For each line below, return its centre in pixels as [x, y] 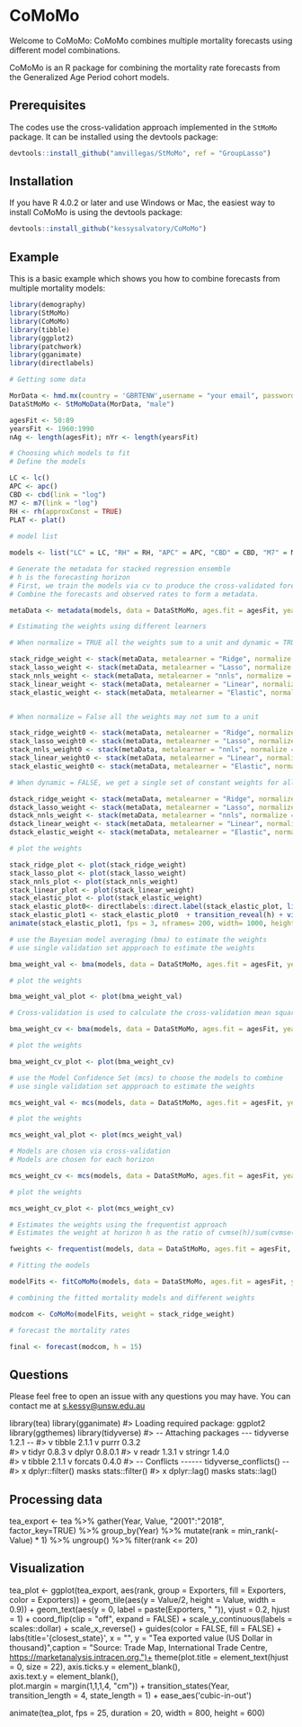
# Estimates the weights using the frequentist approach [118, 1225]
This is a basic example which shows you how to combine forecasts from [145, 279]
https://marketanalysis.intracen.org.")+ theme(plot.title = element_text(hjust [149, 1657]
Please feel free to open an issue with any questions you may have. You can [150, 1397]
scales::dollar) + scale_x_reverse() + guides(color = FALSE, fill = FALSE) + [146, 1628]
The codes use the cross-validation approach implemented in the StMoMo [143, 127]
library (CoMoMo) [40, 321]
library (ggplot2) [42, 338]
